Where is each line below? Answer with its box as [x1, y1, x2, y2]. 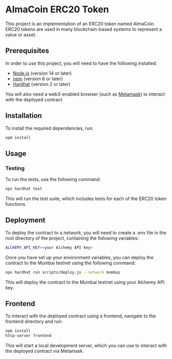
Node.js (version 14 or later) [12, 70, 72, 76]
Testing [5, 165, 25, 172]
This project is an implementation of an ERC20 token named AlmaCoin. [5, 21, 156, 27]
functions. [5, 201, 27, 207]
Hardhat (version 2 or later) [12, 81, 71, 87]
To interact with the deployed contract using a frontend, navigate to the [5, 313, 156, 319]
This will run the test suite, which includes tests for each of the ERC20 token [5, 195, 167, 202]
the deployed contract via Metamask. [5, 348, 84, 354]
